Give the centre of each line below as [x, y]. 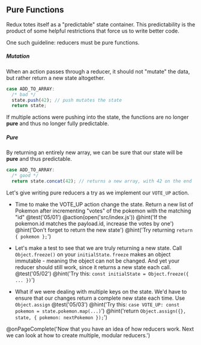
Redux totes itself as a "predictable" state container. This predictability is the [101, 24]
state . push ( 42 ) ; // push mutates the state [67, 100]
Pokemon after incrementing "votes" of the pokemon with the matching [103, 211]
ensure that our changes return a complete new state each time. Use [100, 298]
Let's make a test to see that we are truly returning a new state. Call [98, 248]
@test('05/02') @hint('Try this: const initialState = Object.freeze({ [102, 273]
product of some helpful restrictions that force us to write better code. [93, 31]
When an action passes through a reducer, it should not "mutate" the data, [98, 71]
